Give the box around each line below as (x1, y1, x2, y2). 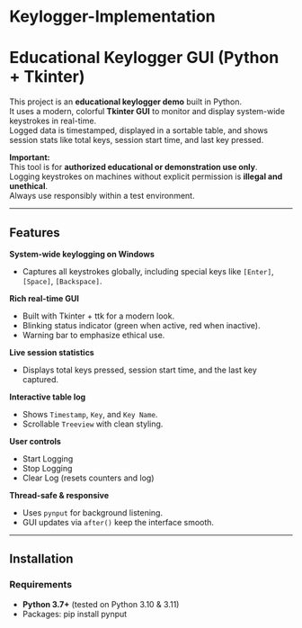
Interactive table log (9, 391, 86, 402)
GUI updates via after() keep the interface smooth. (22, 516, 214, 527)
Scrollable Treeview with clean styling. (22, 418, 164, 429)
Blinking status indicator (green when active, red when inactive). (22, 319, 261, 330)
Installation (9, 552, 74, 567)
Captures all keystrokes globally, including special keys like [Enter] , (22, 265, 274, 276)
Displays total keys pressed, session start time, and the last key (22, 364, 258, 375)
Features (9, 225, 60, 240)
